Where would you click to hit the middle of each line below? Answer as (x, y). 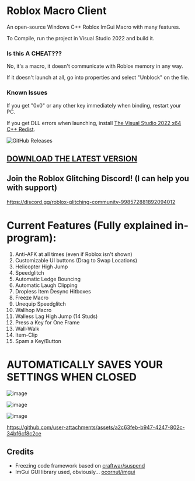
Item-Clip (26, 335)
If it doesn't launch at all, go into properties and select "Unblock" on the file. (98, 78)
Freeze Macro (32, 297)
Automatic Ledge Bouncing (48, 279)
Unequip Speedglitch (40, 304)
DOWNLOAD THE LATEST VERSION (72, 159)
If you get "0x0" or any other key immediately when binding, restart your (94, 105)
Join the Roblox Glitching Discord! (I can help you (98, 179)
